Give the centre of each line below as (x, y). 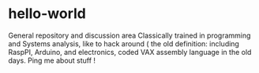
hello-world (47, 14)
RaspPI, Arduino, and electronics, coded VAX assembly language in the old (130, 52)
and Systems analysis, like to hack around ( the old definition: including (124, 43)
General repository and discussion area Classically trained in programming (129, 35)
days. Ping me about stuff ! (52, 60)
